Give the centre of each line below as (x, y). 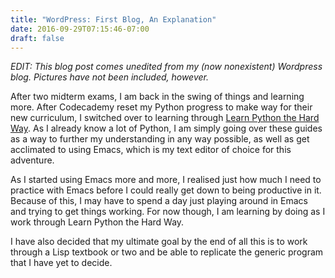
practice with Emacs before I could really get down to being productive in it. (166, 190)
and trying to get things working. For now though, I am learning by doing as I (168, 212)
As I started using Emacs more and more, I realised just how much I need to (166, 180)
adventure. (32, 160)
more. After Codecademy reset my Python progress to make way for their (161, 107)
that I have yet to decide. (61, 263)
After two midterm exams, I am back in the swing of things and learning (157, 97)
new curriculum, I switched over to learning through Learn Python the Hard (165, 118)
